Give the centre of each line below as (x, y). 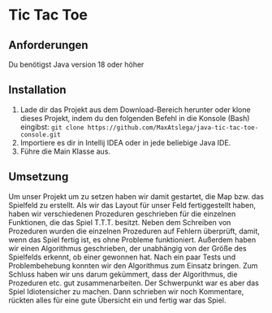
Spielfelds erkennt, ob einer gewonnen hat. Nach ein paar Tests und (122, 257)
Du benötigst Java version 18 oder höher (76, 64)
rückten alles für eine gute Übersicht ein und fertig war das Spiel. (117, 300)
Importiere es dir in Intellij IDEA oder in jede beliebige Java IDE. (125, 142)
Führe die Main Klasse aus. (65, 151)
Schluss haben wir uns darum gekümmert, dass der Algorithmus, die (123, 274)
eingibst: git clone (52, 127)
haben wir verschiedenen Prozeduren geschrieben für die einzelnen (122, 214)
